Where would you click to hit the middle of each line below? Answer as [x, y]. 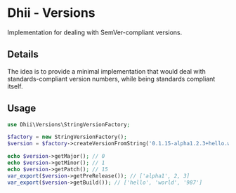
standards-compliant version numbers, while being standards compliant [111, 79]
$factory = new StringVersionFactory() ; [67, 137]
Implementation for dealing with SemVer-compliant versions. [95, 32]
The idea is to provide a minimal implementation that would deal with [106, 71]
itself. [15, 86]
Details [23, 54]
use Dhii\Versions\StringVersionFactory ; [69, 124]
